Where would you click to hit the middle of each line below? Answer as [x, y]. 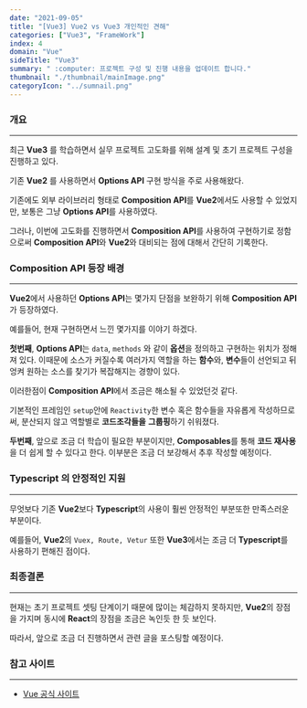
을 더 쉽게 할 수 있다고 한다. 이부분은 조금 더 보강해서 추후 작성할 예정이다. [141, 452]
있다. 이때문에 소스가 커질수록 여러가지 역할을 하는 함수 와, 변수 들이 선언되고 [153, 360]
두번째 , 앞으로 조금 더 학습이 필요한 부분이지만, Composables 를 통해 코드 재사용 [153, 441]
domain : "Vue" [37, 52]
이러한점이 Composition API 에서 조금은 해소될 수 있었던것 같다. [124, 391]
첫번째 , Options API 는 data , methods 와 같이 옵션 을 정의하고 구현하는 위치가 [145, 349]
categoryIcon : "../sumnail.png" [71, 86]
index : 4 [26, 43]
